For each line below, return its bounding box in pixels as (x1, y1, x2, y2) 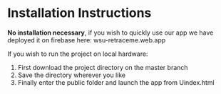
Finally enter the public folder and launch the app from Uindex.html (17, 78, 215, 86)
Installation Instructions (7, 5, 152, 21)
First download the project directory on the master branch (17, 63, 188, 71)
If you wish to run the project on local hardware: (7, 49, 148, 58)
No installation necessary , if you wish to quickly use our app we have (7, 28, 214, 37)
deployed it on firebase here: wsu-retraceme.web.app (7, 35, 166, 44)
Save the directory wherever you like (17, 71, 126, 79)
